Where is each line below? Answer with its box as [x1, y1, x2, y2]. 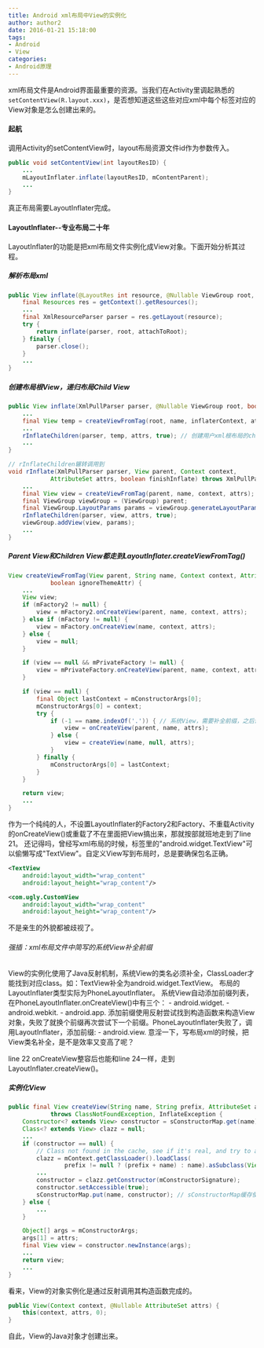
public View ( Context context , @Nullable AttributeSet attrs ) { [8, 1302, 220, 1310]
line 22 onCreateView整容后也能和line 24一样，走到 [8, 1053, 175, 1063]
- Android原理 [8, 63, 53, 71]
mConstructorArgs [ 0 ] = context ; [36, 702, 143, 710]
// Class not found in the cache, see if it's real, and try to [36, 1147, 251, 1155]
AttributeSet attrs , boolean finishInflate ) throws [49, 474, 223, 483]
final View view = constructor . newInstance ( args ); [22, 1242, 192, 1250]
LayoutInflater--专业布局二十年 [8, 222, 110, 232]
